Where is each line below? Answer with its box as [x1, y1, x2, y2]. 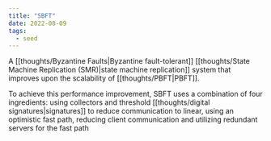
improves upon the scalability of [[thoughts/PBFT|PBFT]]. [8, 73, 200, 83]
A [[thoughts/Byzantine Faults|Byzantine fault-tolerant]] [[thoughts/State [8, 56, 251, 66]
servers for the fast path [8, 123, 89, 133]
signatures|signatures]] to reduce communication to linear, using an [8, 106, 235, 116]
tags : [8, 27, 27, 35]
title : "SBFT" [8, 11, 57, 20]
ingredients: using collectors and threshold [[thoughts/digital [8, 97, 210, 107]
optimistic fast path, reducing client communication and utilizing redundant [8, 114, 258, 125]
